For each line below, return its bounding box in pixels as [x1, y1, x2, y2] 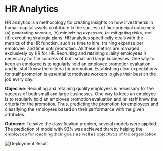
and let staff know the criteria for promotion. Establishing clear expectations [5, 66, 157, 71]
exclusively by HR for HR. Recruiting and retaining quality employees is [5, 50, 147, 56]
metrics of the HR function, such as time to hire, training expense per [5, 40, 144, 46]
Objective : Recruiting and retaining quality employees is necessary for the [5, 85, 154, 91]
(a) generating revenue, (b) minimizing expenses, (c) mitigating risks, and [5, 30, 152, 35]
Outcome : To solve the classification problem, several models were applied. [5, 120, 158, 127]
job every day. [5, 76, 34, 82]
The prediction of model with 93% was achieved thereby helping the [5, 126, 143, 132]
